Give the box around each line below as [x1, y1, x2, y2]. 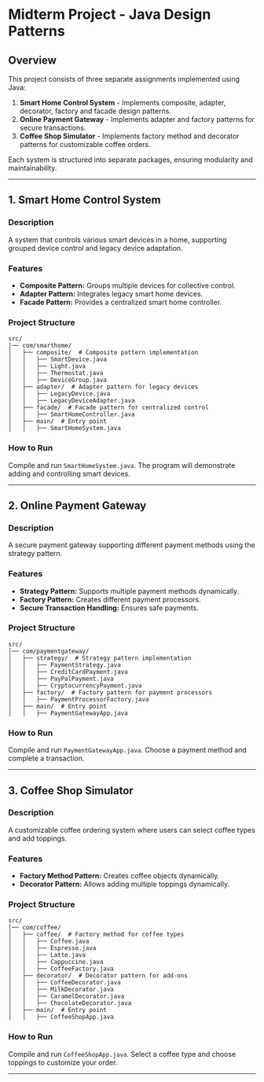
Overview [8, 53, 57, 67]
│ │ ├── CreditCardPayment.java [8, 668, 128, 675]
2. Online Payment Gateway [8, 499, 147, 512]
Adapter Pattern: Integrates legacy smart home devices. [19, 289, 203, 298]
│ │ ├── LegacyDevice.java [8, 390, 111, 398]
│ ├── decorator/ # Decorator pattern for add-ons [8, 972, 189, 980]
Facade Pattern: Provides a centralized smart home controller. [19, 297, 222, 307]
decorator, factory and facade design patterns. [19, 106, 171, 116]
